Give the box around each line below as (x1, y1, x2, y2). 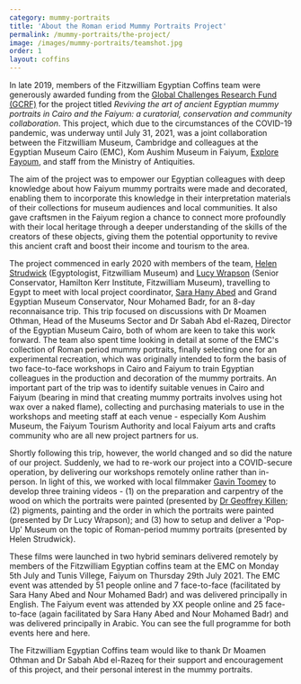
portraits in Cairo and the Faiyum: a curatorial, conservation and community (9, 109, 292, 119)
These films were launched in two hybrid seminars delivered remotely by (9, 551, 279, 562)
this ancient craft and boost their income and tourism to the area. (9, 240, 250, 251)
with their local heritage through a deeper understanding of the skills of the (9, 221, 288, 232)
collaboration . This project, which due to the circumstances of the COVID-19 (9, 118, 293, 129)
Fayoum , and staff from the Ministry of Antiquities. (9, 157, 196, 166)
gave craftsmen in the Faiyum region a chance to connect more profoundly (9, 212, 287, 222)
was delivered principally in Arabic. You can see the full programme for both (9, 618, 291, 628)
